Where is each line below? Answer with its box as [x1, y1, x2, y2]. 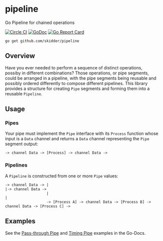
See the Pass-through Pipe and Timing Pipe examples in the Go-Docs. [5, 230, 146, 236]
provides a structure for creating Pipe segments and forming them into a [5, 86, 150, 91]
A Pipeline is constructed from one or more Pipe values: [5, 173, 118, 179]
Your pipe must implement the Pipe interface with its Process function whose [5, 131, 159, 136]
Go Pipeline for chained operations [5, 20, 75, 25]
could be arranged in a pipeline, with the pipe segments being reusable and [5, 75, 157, 81]
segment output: [5, 141, 38, 147]
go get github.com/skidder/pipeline [5, 38, 79, 44]
